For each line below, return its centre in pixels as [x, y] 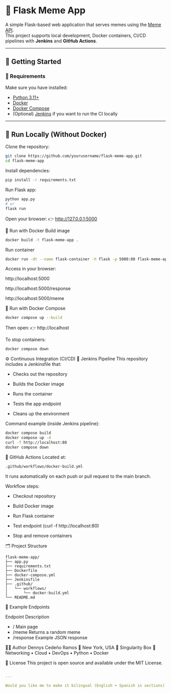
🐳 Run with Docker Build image [38, 230]
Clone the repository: [27, 147]
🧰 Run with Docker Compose [35, 308]
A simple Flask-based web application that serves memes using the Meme [83, 25]
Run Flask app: [21, 190]
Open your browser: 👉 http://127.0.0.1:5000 [51, 219]
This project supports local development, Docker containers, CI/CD [76, 35]
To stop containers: [25, 340]
